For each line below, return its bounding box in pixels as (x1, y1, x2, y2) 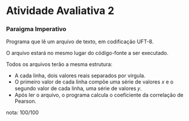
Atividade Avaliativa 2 (6, 4, 115, 18)
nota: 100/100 (6, 109, 39, 116)
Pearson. (14, 98, 37, 105)
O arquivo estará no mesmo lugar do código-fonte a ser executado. (6, 50, 169, 57)
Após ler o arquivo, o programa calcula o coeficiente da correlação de (14, 92, 184, 99)
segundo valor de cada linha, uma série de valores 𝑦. (14, 85, 142, 92)
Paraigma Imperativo (6, 25, 67, 33)
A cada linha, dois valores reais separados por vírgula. (14, 72, 146, 79)
